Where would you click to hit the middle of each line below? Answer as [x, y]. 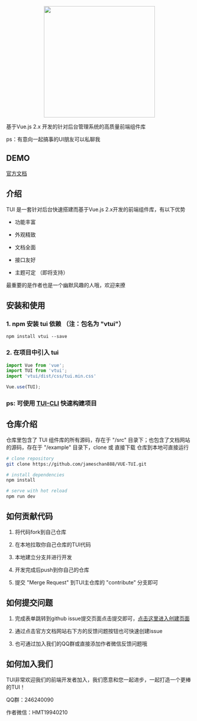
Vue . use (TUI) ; [24, 387]
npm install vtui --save [37, 337]
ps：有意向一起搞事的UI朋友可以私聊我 [53, 139]
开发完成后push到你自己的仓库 [52, 570]
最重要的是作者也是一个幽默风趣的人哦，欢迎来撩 [66, 285]
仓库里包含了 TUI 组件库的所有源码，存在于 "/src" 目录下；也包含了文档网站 [98, 439]
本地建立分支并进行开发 [43, 557]
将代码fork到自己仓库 [41, 532]
